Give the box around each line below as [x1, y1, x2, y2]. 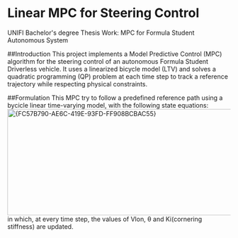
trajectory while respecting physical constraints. [7, 79, 148, 88]
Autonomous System [7, 35, 69, 44]
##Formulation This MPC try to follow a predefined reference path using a [7, 93, 223, 102]
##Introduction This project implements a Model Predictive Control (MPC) [7, 50, 222, 58]
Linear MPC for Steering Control [7, 5, 200, 21]
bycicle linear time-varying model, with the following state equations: [7, 101, 209, 109]
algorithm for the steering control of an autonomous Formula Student [7, 57, 209, 65]
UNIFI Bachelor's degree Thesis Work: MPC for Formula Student [7, 28, 195, 37]
